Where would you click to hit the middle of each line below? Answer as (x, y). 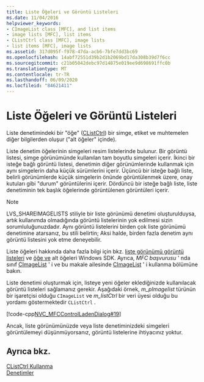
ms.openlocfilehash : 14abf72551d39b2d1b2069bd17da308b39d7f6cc (89, 57)
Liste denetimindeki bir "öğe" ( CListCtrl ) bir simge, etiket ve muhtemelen (97, 132)
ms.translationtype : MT (37, 69)
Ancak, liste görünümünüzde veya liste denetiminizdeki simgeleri (88, 326)
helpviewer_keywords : (34, 23)
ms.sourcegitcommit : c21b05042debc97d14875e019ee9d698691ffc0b (89, 63)
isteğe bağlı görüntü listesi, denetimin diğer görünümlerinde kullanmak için (100, 164)
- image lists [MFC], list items (49, 35)
